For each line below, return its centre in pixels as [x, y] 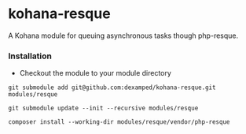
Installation [30, 56]
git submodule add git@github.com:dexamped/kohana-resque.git [112, 87]
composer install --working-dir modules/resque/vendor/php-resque [119, 122]
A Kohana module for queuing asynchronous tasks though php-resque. [123, 35]
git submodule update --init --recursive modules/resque [103, 108]
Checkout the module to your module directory [95, 73]
